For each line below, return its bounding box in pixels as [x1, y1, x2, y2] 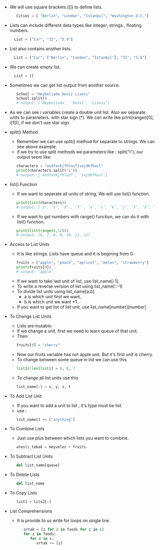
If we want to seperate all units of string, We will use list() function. [16, 191, 150, 197]
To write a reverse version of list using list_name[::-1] [16, 283, 123, 289]
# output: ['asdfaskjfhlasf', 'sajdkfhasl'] [16, 172, 108, 177]
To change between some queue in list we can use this [16, 356, 127, 362]
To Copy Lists [9, 490, 37, 495]
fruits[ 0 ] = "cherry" [16, 343, 60, 348]
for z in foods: [23, 532, 57, 536]
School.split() [16, 96, 47, 101]
